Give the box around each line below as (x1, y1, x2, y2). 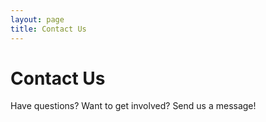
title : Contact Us (10, 24, 87, 34)
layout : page (10, 14, 65, 25)
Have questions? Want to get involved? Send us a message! (10, 100, 257, 112)
